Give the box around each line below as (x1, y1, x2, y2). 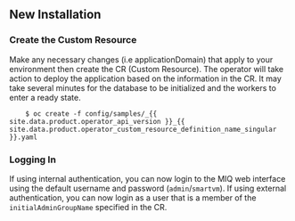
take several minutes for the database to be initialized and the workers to (9, 82, 276, 93)
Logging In (9, 153, 56, 166)
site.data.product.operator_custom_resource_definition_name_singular (9, 125, 277, 134)
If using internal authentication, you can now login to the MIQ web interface (9, 173, 286, 184)
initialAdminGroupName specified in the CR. (9, 201, 168, 212)
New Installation (9, 7, 102, 22)
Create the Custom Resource (9, 34, 137, 46)
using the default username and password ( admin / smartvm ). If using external (9, 183, 287, 193)
